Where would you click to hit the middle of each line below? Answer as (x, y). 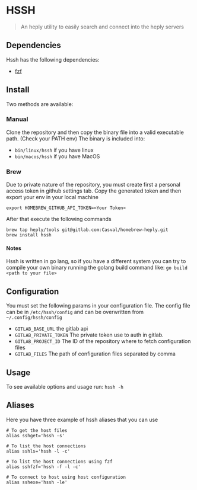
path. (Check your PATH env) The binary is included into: (76, 138)
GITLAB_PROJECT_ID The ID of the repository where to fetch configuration (103, 341)
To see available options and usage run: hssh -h (65, 386)
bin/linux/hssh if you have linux (54, 150)
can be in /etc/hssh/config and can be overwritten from (75, 312)
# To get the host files (37, 430)
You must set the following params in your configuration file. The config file (98, 306)
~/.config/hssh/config (34, 318)
